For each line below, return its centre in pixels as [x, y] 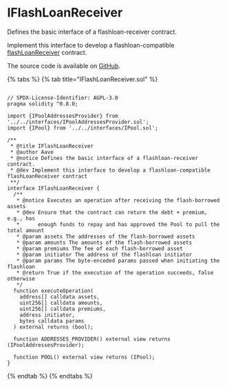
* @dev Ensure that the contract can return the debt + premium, [112, 212]
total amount [26, 230]
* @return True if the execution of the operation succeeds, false [115, 273]
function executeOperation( [54, 291]
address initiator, [47, 315]
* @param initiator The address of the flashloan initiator [104, 254]
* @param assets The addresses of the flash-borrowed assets [106, 236]
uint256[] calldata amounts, [61, 303]
